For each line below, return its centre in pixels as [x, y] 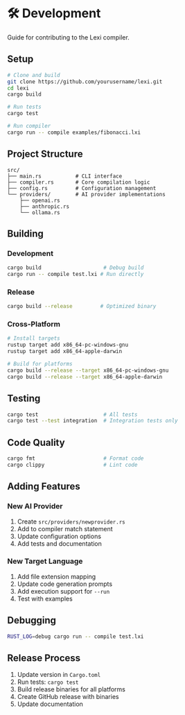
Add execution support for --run [63, 591]
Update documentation [50, 704]
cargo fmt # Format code [76, 458]
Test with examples [45, 598]
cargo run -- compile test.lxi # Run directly [76, 275]
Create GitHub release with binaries [68, 697]
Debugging [32, 620]
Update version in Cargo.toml [59, 675]
